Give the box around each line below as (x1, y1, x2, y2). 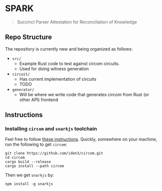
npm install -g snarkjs (5, 182, 54, 187)
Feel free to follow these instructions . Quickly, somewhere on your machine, (5, 137, 157, 142)
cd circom (5, 155, 25, 160)
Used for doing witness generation (19, 66, 89, 71)
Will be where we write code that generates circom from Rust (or (19, 91, 149, 97)
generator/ (12, 87, 35, 92)
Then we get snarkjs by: (5, 172, 54, 178)
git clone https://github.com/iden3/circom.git (5, 151, 104, 156)
